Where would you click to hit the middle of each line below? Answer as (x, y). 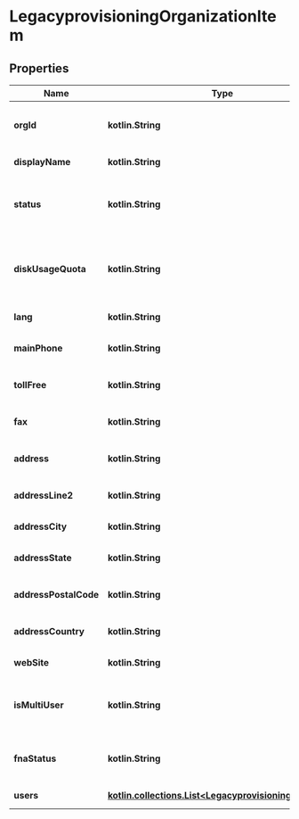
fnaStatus (35, 758)
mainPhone (38, 348)
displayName (42, 162)
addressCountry (49, 631)
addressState (43, 558)
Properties (39, 68)
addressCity (40, 526)
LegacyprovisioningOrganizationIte (143, 17)
